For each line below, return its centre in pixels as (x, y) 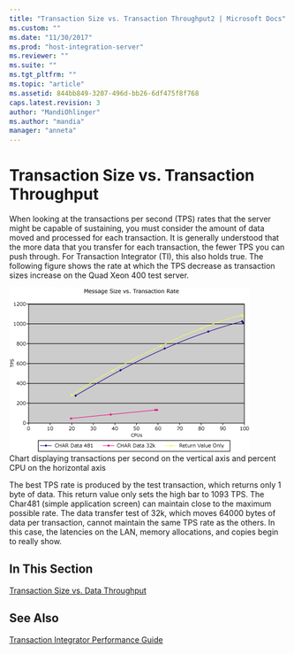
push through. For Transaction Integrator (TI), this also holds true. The (136, 257)
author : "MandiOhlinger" (55, 112)
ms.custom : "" (35, 28)
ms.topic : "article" (47, 84)
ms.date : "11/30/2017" (51, 37)
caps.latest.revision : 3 (55, 103)
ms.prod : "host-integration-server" (76, 47)
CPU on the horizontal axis (57, 468)
